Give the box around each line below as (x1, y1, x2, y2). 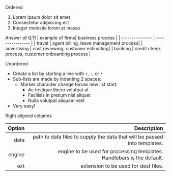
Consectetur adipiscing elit (12, 20, 69, 25)
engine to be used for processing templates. (58, 148, 163, 155)
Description (134, 125, 163, 131)
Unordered (5, 61, 28, 66)
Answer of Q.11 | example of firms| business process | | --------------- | (5, 35, 155, 41)
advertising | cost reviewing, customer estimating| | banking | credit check (5, 46, 161, 51)
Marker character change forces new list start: (20, 81, 118, 87)
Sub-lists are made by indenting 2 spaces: (12, 76, 102, 82)
